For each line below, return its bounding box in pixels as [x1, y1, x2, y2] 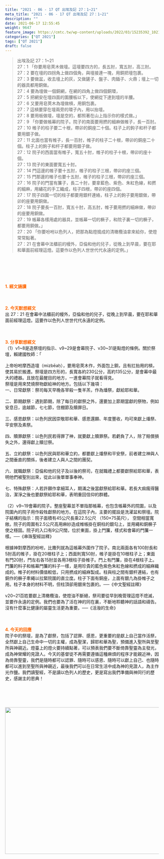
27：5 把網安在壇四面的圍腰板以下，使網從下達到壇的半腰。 [17, 94, 138, 100]
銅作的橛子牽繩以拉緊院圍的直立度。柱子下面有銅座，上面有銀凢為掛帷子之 [5, 575, 155, 581]
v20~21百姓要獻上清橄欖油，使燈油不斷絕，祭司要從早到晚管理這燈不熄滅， [5, 593, 157, 598]
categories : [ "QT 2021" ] [5, 35, 56, 40]
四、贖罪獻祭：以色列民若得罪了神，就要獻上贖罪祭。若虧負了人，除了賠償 [5, 433, 155, 439]
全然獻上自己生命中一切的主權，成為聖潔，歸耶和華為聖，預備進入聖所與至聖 [5, 639, 159, 644]
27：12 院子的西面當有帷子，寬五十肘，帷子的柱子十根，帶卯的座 [17, 149, 148, 155]
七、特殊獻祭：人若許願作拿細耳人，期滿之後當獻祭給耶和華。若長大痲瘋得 [5, 485, 155, 491]
